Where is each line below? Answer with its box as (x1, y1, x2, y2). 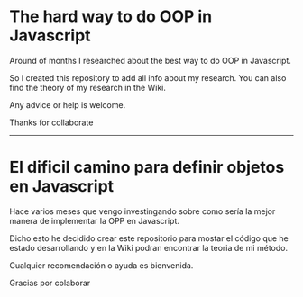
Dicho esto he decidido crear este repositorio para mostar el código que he (9, 232, 289, 244)
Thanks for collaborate (9, 117, 94, 128)
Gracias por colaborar (9, 277, 91, 288)
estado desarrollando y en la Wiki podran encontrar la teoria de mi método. (9, 242, 289, 253)
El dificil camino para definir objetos (9, 157, 285, 177)
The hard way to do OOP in (9, 6, 213, 27)
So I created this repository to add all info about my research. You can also (9, 72, 287, 83)
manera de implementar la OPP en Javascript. (9, 215, 180, 226)
